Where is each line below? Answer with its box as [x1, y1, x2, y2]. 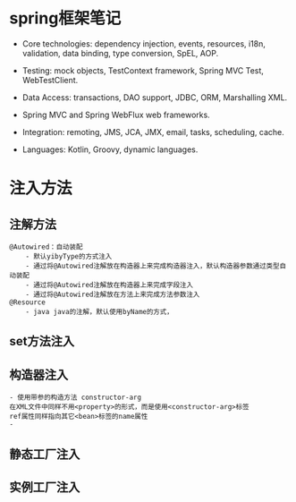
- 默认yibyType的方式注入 [25, 251, 113, 260]
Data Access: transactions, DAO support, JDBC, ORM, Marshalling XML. [21, 91, 288, 103]
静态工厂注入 [9, 447, 80, 462]
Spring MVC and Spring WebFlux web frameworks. [21, 109, 210, 120]
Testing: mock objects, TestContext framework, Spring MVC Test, [21, 64, 264, 76]
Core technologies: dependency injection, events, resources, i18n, [21, 38, 266, 49]
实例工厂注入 [9, 480, 80, 495]
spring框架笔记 [9, 8, 122, 29]
